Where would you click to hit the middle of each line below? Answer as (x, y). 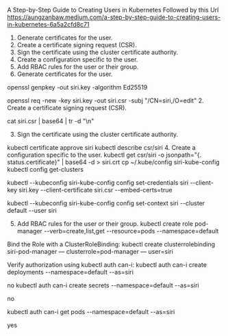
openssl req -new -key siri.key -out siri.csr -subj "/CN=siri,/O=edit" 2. (105, 101)
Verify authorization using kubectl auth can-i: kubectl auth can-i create (107, 265)
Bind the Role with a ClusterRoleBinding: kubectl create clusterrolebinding (111, 244)
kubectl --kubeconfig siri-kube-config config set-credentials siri (98, 183)
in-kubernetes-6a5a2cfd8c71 (49, 24)
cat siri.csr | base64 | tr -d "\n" (51, 121)
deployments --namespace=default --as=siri (70, 272)
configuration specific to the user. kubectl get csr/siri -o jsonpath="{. (104, 155)
